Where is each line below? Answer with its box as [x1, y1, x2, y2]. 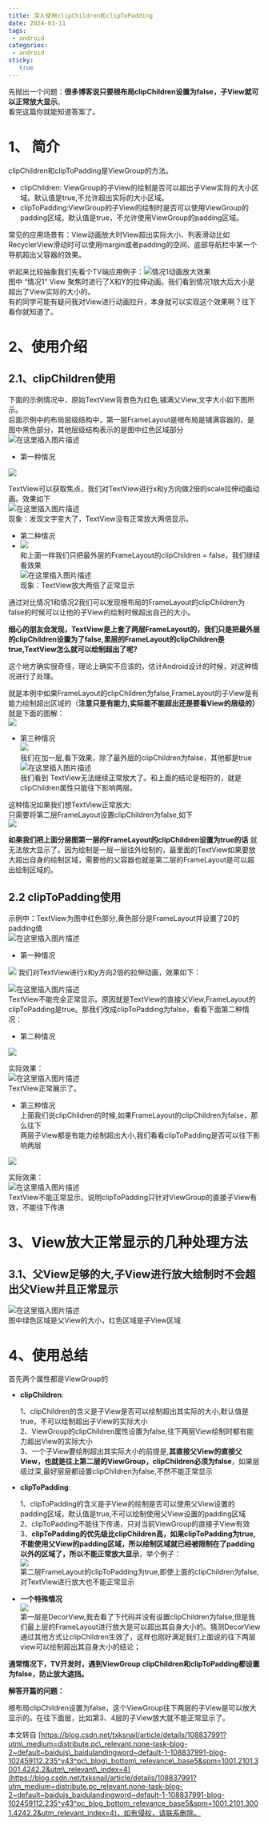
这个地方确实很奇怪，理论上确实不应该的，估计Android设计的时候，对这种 [8, 661, 252, 670]
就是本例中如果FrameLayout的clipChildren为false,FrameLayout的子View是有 [8, 688, 259, 698]
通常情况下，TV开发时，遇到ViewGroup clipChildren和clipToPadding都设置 [8, 1659, 260, 1669]
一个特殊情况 [19, 1594, 62, 1604]
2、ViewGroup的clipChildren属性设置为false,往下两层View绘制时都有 [19, 1427, 247, 1436]
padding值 [8, 923, 42, 933]
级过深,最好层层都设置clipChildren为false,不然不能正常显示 [19, 1467, 214, 1476]
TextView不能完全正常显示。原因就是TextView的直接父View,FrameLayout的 [8, 994, 256, 1004]
